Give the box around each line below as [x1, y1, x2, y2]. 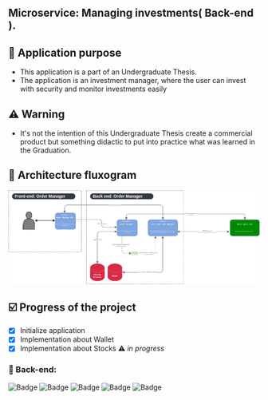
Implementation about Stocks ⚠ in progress [19, 343, 165, 354]
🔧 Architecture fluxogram [8, 168, 137, 182]
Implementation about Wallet [19, 335, 114, 344]
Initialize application [19, 326, 85, 335]
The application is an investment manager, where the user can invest [19, 76, 246, 85]
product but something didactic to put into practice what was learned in [19, 137, 255, 147]
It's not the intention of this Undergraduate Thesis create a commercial [19, 129, 253, 138]
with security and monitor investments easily [19, 84, 167, 94]
